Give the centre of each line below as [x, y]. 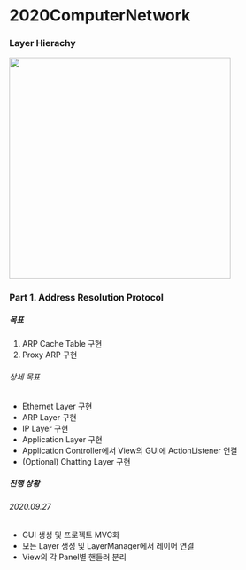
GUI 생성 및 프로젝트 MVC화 [71, 535]
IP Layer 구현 [45, 428]
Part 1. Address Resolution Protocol [86, 298]
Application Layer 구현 [62, 439]
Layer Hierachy [43, 43]
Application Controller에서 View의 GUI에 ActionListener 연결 [130, 450]
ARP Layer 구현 [49, 417]
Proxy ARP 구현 [50, 355]
